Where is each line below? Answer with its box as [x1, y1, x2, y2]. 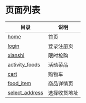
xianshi [7, 52, 24, 59]
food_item [7, 80, 31, 87]
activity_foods [7, 61, 40, 68]
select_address [7, 89, 43, 96]
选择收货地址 [48, 89, 78, 96]
